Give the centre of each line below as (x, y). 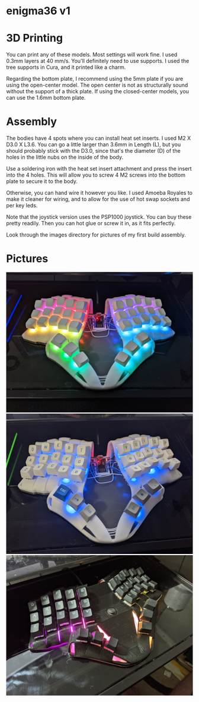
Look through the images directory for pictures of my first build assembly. (96, 235)
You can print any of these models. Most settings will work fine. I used (92, 55)
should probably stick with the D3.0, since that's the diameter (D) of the (93, 151)
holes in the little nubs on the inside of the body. (65, 157)
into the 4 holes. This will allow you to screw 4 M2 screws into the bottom (96, 175)
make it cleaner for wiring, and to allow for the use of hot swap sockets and (98, 199)
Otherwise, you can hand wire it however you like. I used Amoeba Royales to (99, 193)
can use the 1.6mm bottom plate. (46, 98)
